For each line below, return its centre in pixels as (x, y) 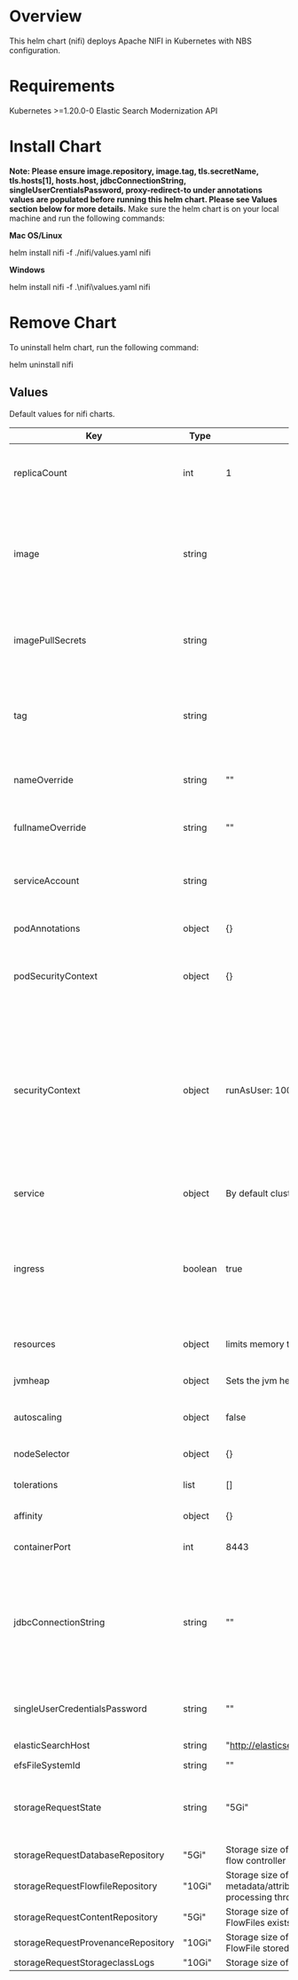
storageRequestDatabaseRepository (89, 1855)
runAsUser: (249, 1090)
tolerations (36, 1484)
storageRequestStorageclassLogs (84, 1962)
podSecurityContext (56, 975)
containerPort (42, 1546)
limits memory (255, 1343)
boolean (200, 1268)
